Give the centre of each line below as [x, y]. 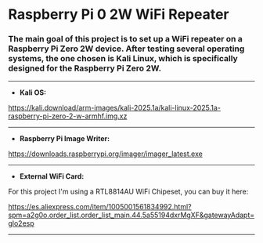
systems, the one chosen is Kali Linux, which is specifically [123, 59]
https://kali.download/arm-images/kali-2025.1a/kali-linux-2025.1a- [115, 108]
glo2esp [22, 223]
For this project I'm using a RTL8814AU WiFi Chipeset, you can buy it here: [128, 192]
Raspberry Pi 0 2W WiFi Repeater [119, 15]
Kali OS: [33, 92]
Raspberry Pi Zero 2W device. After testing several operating [126, 49]
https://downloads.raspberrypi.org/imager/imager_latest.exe [106, 154]
